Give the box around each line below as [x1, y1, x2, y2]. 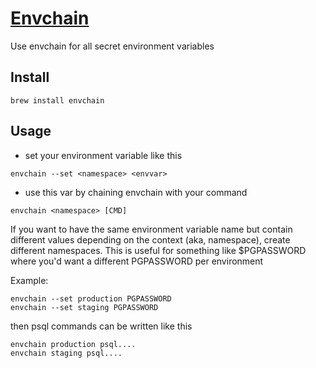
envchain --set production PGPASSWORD [10, 293, 172, 304]
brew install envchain [10, 95, 105, 106]
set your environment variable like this [24, 149, 183, 161]
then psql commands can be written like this [10, 320, 193, 332]
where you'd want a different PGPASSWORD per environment [10, 255, 264, 267]
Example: [10, 274, 49, 286]
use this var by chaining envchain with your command [24, 186, 248, 198]
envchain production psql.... [10, 339, 137, 349]
